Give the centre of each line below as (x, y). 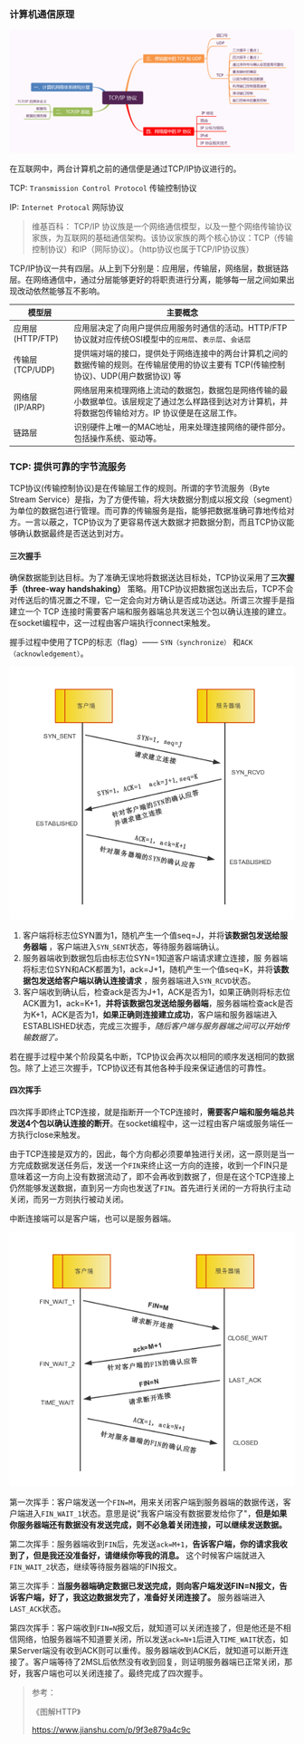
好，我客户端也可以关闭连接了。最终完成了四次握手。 (109, 1673)
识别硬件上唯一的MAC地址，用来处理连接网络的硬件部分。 (182, 427)
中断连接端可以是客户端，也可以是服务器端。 (93, 1218)
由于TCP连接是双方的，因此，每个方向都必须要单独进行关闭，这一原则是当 (148, 1153)
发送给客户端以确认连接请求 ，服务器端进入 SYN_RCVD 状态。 (147, 980)
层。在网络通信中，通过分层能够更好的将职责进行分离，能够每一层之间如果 (148, 279)
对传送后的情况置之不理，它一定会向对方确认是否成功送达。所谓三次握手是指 (152, 601)
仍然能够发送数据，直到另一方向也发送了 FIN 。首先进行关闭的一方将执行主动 (150, 1188)
